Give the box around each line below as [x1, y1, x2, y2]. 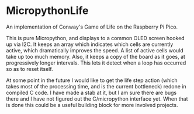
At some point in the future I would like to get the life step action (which [6, 77, 178, 84]
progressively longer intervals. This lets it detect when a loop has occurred [6, 59, 186, 66]
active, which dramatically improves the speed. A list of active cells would [6, 47, 184, 54]
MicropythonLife [6, 4, 89, 17]
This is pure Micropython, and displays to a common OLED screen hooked [6, 34, 185, 41]
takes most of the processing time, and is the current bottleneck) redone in [6, 83, 187, 90]
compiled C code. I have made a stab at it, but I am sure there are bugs [6, 89, 177, 96]
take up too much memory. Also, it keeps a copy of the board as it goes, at [6, 53, 186, 60]
